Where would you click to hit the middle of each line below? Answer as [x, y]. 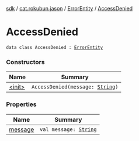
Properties [21, 104]
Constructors [25, 62]
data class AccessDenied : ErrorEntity [55, 47]
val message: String [68, 129]
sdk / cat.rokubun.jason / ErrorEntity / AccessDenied [69, 8]
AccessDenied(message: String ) [75, 87]
